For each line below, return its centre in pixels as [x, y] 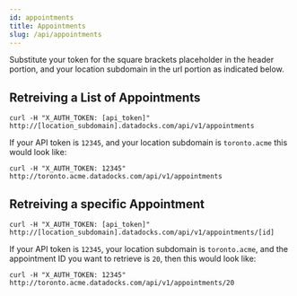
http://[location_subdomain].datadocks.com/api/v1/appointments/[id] [142, 232]
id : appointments [42, 17]
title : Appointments [48, 26]
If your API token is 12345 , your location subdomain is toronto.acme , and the [149, 249]
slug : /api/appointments [56, 34]
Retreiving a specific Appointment [107, 204]
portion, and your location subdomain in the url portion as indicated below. [147, 69]
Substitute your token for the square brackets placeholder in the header [142, 60]
